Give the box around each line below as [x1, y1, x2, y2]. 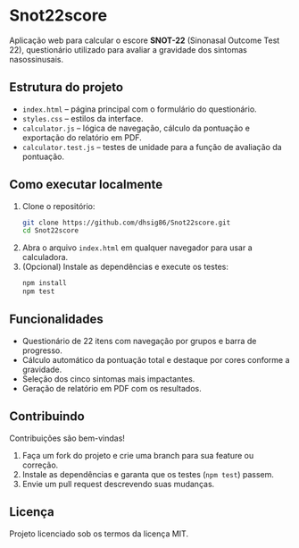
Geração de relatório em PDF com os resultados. [21, 383, 203, 393]
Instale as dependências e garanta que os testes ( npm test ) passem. [21, 468, 274, 479]
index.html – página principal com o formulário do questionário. [21, 104, 257, 114]
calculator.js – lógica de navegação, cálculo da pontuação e [21, 122, 250, 133]
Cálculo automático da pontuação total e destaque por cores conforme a [21, 354, 290, 365]
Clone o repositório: [21, 200, 96, 211]
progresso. [21, 345, 62, 356]
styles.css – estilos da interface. [21, 113, 145, 123]
